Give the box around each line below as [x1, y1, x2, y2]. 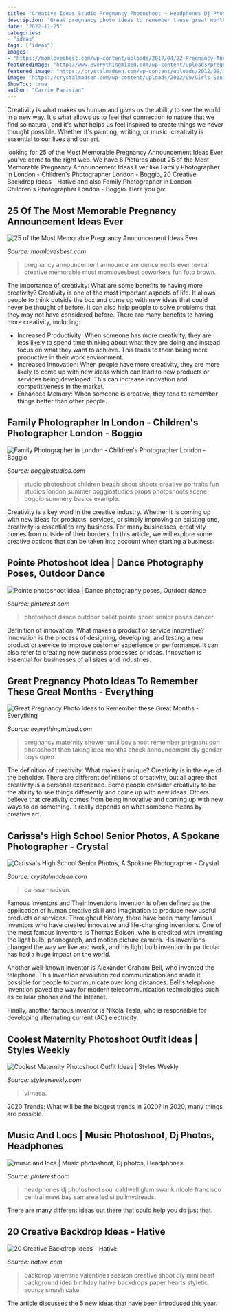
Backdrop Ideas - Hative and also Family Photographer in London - [7, 178, 197, 186]
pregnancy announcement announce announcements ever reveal [23, 260, 210, 268]
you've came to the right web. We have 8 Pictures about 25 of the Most [7, 156, 210, 164]
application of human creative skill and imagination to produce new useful [7, 907, 217, 915]
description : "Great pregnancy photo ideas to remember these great [7, 17, 208, 23]
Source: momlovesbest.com [7, 247, 87, 255]
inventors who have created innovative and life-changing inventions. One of [7, 921, 222, 929]
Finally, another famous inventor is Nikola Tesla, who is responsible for [7, 1006, 207, 1015]
